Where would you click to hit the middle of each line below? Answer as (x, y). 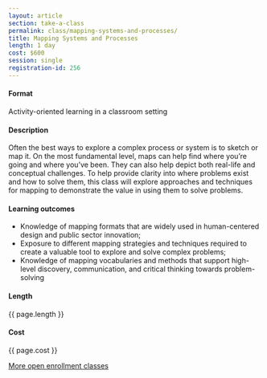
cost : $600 (27, 53)
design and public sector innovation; (80, 235)
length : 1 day (32, 46)
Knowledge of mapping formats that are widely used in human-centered (140, 226)
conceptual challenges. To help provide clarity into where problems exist (129, 173)
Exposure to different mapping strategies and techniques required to (133, 244)
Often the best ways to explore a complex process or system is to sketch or (133, 148)
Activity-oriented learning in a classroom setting (88, 111)
